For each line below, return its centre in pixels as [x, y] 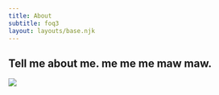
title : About [30, 16]
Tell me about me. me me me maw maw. [110, 63]
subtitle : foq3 [34, 23]
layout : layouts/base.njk [52, 31]
